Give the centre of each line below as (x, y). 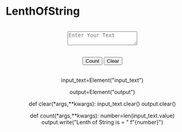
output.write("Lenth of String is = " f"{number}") (102, 122)
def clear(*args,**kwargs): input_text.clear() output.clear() (102, 104)
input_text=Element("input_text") (102, 80)
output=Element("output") (102, 92)
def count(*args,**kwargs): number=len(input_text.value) (102, 116)
